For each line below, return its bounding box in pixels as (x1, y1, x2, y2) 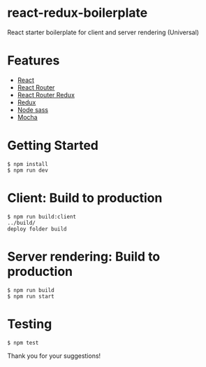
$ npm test (7, 339, 39, 346)
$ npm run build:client (7, 213, 77, 220)
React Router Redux (17, 90, 75, 99)
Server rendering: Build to (7, 249, 161, 264)
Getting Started (7, 138, 99, 153)
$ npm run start (7, 293, 54, 300)
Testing (7, 316, 52, 332)
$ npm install (7, 160, 49, 167)
